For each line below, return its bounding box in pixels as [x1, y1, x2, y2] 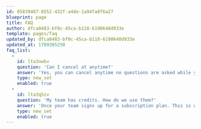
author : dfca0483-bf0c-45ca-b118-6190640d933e [6, 25, 124, 32]
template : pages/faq [6, 31, 58, 37]
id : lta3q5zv [17, 92, 50, 97]
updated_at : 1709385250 [6, 42, 66, 48]
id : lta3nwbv [17, 58, 50, 64]
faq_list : [6, 48, 31, 54]
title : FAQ [6, 20, 33, 26]
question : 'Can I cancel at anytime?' [17, 64, 114, 70]
